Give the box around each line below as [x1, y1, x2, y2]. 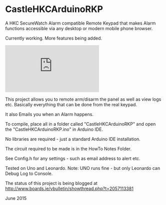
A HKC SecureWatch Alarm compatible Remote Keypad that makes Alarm [5, 20, 156, 26]
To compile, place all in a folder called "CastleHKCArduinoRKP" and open [5, 121, 156, 127]
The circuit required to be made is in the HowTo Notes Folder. [5, 145, 131, 151]
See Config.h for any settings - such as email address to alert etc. [5, 155, 141, 161]
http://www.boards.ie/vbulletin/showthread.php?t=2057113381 [5, 185, 134, 191]
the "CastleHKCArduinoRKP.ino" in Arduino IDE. [5, 126, 103, 132]
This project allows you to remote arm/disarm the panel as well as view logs [5, 96, 161, 102]
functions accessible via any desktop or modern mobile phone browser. [5, 25, 153, 31]
